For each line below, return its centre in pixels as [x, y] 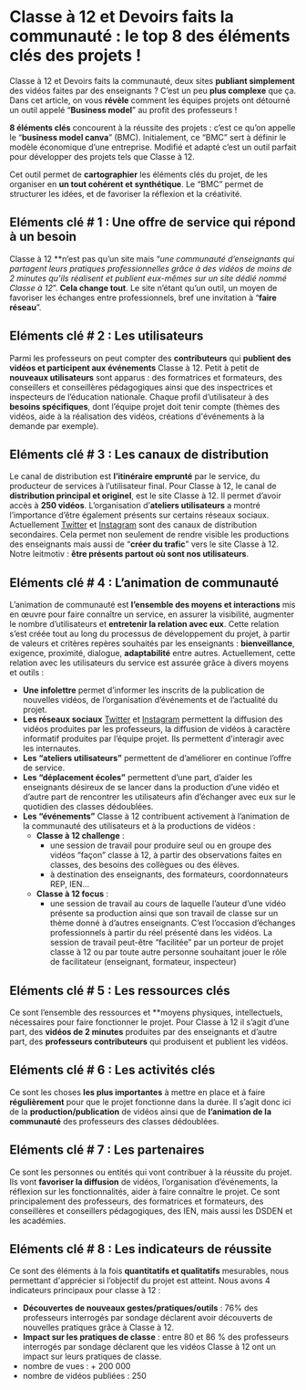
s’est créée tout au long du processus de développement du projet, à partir [150, 634]
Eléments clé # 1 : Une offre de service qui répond [153, 222]
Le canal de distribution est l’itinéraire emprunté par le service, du [135, 476]
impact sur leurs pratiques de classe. [92, 1356]
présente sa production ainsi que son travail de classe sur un [164, 914]
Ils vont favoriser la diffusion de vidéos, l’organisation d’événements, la [144, 1181]
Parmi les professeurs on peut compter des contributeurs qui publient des [150, 358]
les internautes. [51, 748]
